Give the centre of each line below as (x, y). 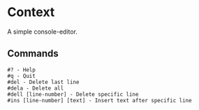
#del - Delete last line (43, 82)
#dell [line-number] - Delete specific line (73, 94)
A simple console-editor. (43, 32)
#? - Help (22, 70)
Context (31, 12)
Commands (33, 54)
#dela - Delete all (36, 88)
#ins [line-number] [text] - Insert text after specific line (99, 100)
